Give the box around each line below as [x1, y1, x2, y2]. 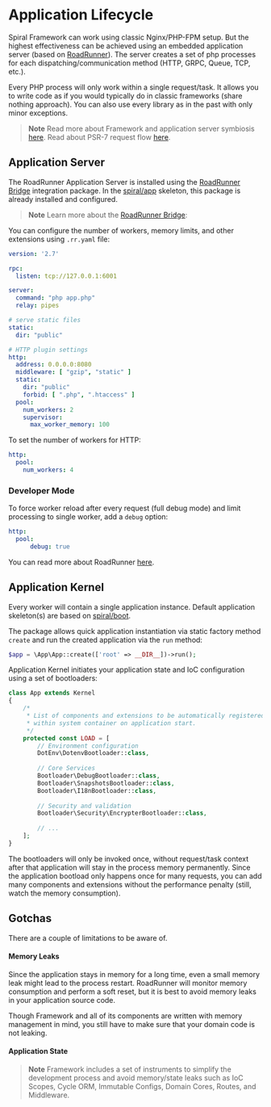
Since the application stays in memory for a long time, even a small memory [8, 969, 261, 979]
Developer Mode [8, 484, 75, 496]
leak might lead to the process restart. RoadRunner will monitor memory [8, 978, 248, 987]
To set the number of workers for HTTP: [8, 435, 141, 445]
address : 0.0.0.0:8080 [15, 361, 92, 369]
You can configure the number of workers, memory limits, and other [8, 225, 234, 235]
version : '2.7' [8, 249, 60, 258]
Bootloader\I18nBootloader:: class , [37, 786, 157, 795]
